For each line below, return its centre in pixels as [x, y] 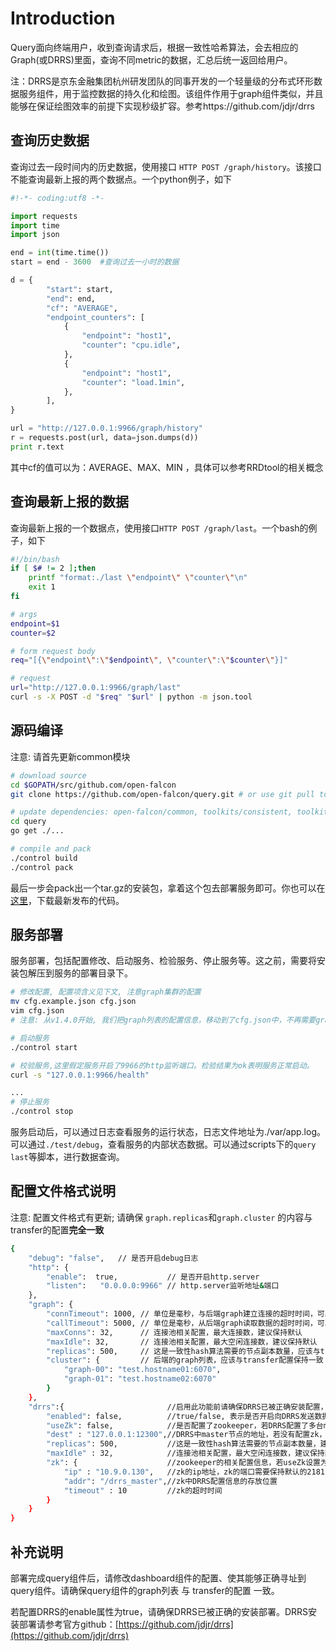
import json [35, 235]
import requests [44, 216]
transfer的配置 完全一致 [57, 1229]
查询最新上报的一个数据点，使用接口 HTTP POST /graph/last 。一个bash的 [159, 528]
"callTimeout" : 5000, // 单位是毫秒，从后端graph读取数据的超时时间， [182, 1323]
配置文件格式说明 [63, 1191]
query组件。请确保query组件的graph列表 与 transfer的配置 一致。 [145, 1590]
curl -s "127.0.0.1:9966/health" [80, 1075]
